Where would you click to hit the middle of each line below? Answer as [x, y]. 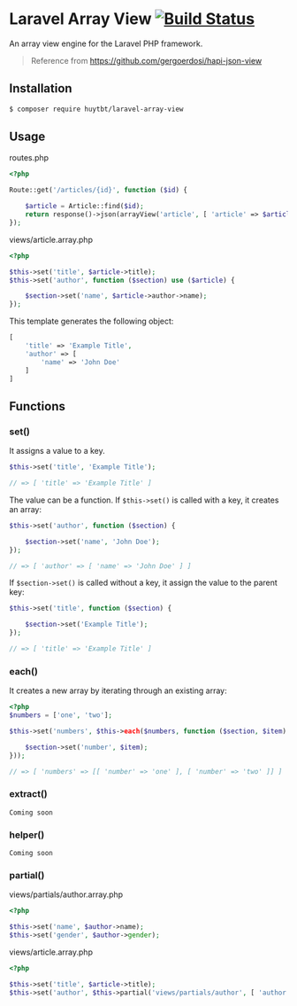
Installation [41, 89]
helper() [27, 835]
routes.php [29, 158]
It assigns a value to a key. [57, 451]
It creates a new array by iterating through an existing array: [118, 690]
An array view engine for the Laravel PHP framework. [106, 43]
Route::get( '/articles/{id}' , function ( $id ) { [99, 191]
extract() [29, 794]
